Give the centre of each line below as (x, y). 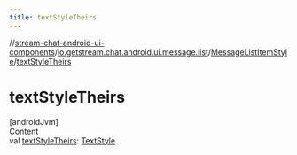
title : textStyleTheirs (53, 17)
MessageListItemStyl (249, 52)
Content (24, 131)
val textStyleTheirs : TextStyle (63, 140)
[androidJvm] (34, 121)
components (32, 52)
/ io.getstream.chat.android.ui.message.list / (133, 52)
